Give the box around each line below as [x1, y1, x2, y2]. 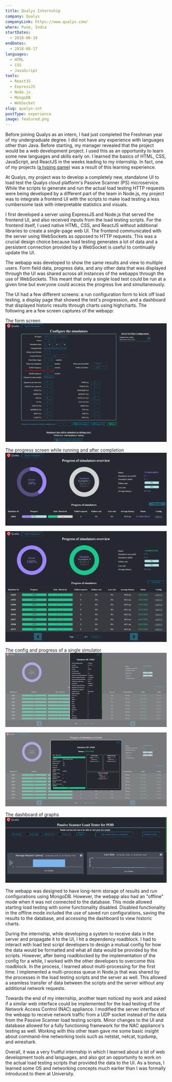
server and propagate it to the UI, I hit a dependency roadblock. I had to [5, 936, 157, 942]
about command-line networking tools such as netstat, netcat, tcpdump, [5, 1033, 158, 1039]
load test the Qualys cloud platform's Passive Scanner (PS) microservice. [5, 180, 160, 186]
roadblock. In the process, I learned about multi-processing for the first [5, 963, 155, 969]
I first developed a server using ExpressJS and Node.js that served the [5, 211, 155, 218]
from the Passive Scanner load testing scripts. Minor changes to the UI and [5, 1017, 164, 1023]
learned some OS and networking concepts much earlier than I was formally [5, 1065, 166, 1071]
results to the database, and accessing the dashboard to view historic [5, 915, 153, 921]
